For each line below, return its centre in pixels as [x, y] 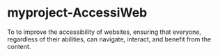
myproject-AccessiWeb [77, 13]
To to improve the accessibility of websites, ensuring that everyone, [104, 32]
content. [19, 46]
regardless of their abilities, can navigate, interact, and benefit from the [109, 39]
